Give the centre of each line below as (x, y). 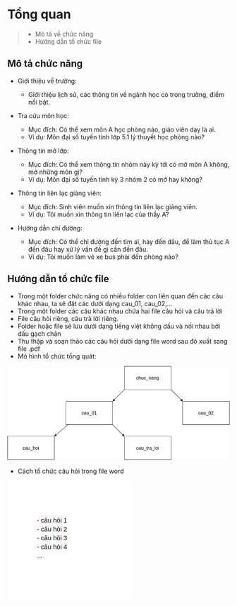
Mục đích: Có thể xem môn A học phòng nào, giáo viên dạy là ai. (122, 129)
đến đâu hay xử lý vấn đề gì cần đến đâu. (88, 249)
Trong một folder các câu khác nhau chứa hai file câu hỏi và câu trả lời (120, 311)
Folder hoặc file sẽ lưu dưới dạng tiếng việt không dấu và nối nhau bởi (119, 326)
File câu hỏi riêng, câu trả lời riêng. (68, 318)
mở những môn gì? (55, 172)
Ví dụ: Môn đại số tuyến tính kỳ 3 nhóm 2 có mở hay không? (115, 179)
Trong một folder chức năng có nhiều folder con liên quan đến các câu (120, 296)
